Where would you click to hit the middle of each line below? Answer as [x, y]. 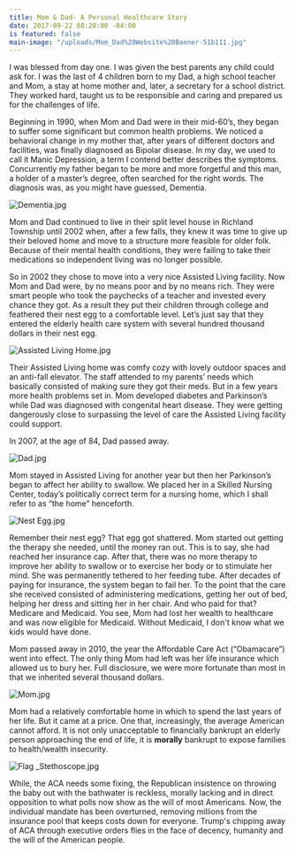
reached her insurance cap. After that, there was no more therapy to [133, 557]
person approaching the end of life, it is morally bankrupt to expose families [148, 740]
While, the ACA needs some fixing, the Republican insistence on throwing [143, 783]
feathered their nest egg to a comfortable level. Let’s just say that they [137, 314]
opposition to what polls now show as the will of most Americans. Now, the [145, 803]
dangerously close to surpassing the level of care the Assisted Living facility [148, 415]
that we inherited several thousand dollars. [87, 677]
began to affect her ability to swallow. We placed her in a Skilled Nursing [140, 485]
